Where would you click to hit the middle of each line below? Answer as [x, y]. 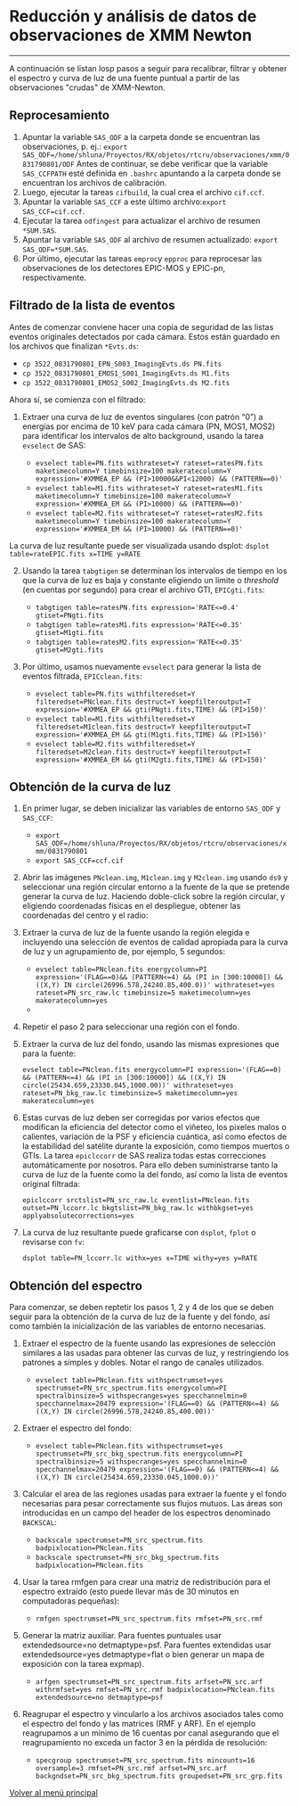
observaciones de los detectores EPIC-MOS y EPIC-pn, [124, 268]
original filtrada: [51, 1184]
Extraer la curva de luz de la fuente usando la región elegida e [136, 933]
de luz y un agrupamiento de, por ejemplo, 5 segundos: [124, 952]
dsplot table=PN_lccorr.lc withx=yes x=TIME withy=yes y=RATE [140, 1258]
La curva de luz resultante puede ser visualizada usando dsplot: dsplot [139, 545]
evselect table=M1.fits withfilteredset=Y [115, 719]
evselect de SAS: [54, 445]
